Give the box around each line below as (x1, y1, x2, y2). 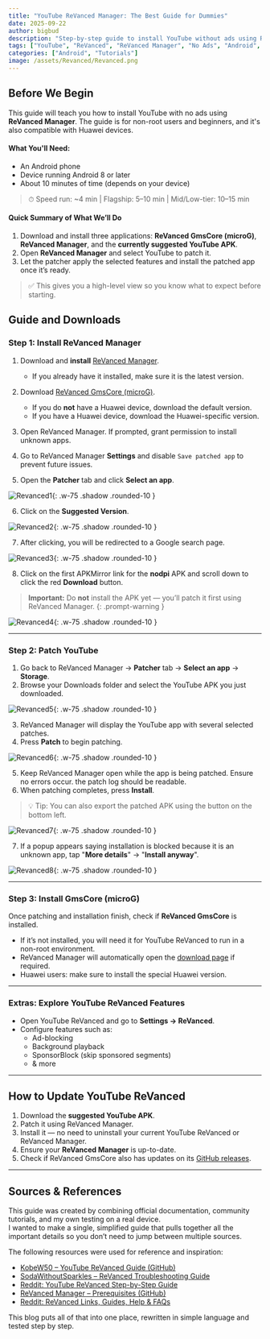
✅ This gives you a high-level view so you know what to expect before (27, 281, 261, 291)
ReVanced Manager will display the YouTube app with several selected (19, 720, 254, 730)
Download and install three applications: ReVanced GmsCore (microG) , (19, 231, 257, 241)
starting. (27, 290, 56, 300)
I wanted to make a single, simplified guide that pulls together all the (8, 1223, 234, 1233)
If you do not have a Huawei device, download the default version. (31, 402, 252, 412)
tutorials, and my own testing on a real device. (8, 1214, 162, 1225)
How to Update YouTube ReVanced (8, 1089, 186, 1104)
